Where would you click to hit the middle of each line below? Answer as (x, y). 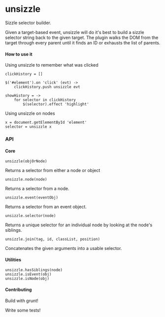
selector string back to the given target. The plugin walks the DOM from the (82, 37)
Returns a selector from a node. (37, 189)
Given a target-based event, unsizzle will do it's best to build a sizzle (75, 32)
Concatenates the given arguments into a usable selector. (64, 248)
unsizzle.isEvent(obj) (28, 275)
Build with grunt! (22, 300)
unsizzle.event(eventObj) (32, 198)
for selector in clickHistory (45, 100)
